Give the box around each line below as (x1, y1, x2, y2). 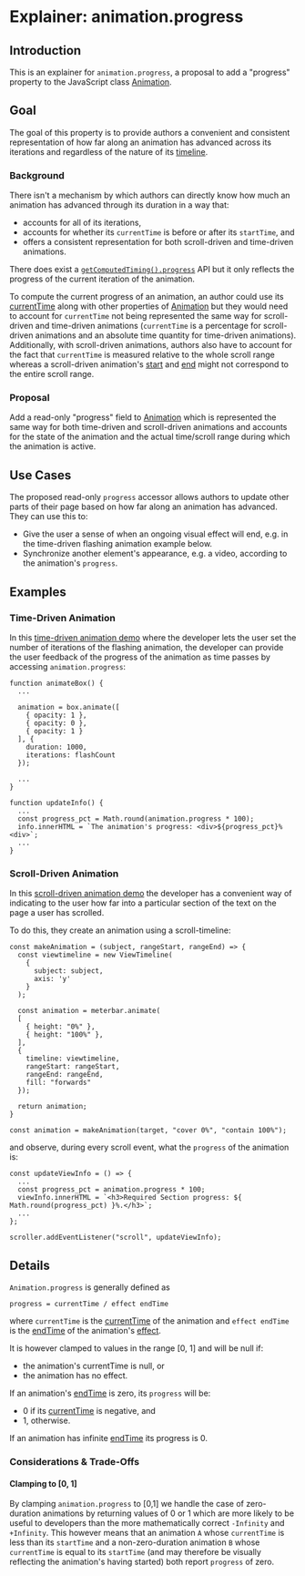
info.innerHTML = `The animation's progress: (17, 822, 194, 831)
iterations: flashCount (25, 750, 117, 760)
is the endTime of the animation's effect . (9, 1325, 162, 1336)
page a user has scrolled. (9, 907, 105, 918)
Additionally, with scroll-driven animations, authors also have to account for (9, 340, 293, 351)
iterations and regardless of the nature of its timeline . (9, 146, 208, 157)
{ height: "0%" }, (25, 1022, 96, 1031)
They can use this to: (9, 511, 88, 522)
